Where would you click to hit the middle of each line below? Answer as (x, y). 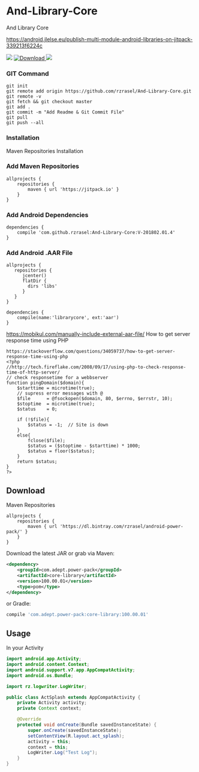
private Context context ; (49, 708)
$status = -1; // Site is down (68, 425)
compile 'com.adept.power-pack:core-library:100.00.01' (77, 615)
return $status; (37, 462)
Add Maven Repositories (43, 166)
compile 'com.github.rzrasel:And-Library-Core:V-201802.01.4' (96, 233)
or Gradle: (19, 603)
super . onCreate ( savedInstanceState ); (75, 730)
